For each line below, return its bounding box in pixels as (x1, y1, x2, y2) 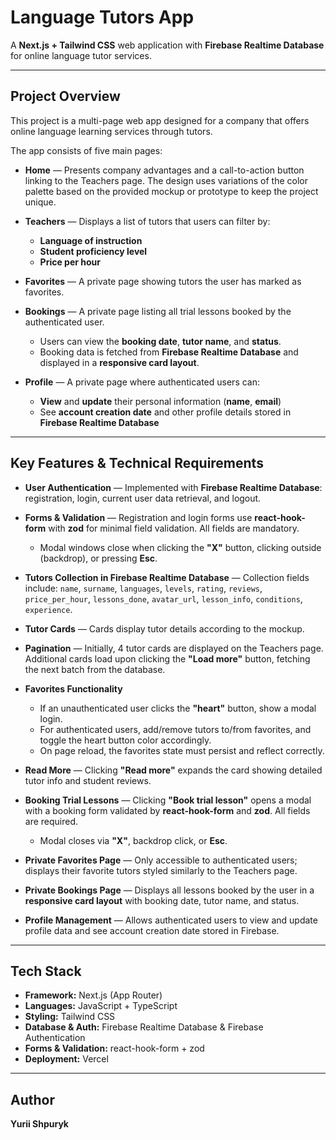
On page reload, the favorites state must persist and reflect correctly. (39, 744, 325, 756)
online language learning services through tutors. (10, 125, 213, 137)
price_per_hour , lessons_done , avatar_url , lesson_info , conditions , (24, 592, 303, 605)
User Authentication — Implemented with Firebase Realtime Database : (24, 481, 323, 493)
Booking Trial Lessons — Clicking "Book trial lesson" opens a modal (24, 794, 312, 806)
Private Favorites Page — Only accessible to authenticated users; (24, 854, 298, 866)
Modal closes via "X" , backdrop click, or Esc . (39, 834, 228, 846)
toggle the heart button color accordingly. (39, 734, 212, 746)
